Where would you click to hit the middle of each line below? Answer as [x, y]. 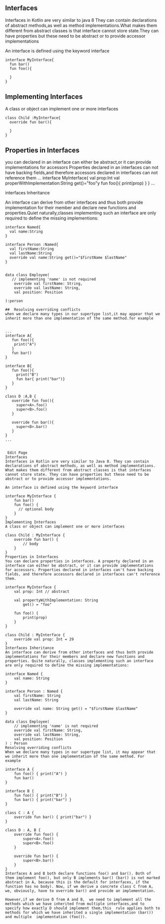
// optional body [36, 509]
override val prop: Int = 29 [44, 639]
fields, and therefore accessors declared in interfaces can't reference [83, 575]
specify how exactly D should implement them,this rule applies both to [83, 908]
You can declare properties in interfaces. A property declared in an [79, 561]
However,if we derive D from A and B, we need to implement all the [78, 900]
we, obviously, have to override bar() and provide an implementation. [80, 891]
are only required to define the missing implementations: [67, 665]
